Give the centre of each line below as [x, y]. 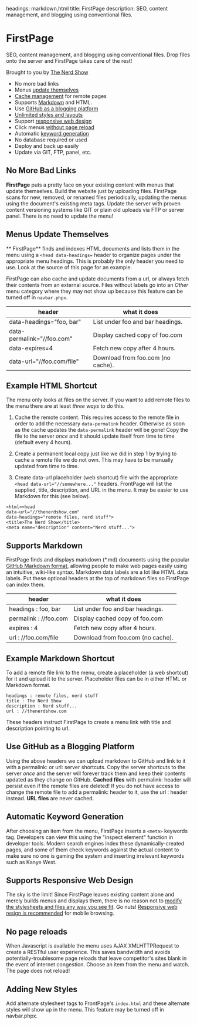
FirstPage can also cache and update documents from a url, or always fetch [98, 279]
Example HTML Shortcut [52, 386]
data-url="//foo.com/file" [44, 361]
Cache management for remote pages [60, 96]
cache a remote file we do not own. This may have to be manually [94, 460]
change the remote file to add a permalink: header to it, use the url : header [97, 792]
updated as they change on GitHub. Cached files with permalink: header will [98, 779]
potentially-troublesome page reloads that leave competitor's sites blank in [96, 958]
